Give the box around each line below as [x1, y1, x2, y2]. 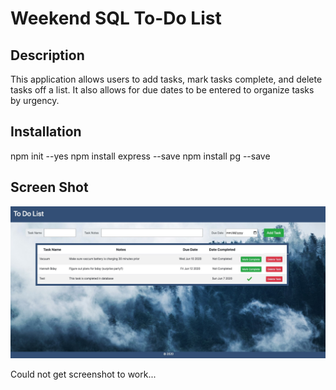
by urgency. [10, 95, 60, 106]
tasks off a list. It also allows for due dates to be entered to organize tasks [10, 84, 315, 96]
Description [10, 47, 85, 64]
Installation [10, 123, 82, 141]
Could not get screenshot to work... [10, 368, 157, 380]
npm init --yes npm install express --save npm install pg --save [10, 150, 271, 162]
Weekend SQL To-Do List [10, 7, 222, 30]
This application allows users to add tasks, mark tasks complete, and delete [10, 73, 323, 85]
